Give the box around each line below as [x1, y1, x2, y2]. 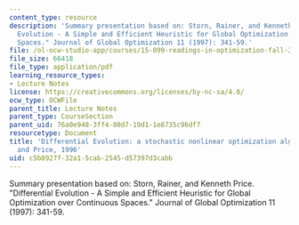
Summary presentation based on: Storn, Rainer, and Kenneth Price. [9, 178, 255, 189]
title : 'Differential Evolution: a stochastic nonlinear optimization [9, 137, 277, 146]
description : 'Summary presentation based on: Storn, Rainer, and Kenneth [9, 21, 293, 30]
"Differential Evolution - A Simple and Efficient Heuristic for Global [9, 188, 251, 198]
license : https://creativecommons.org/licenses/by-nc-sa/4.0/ [9, 87, 245, 96]
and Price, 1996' [17, 145, 82, 154]
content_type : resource [9, 12, 98, 22]
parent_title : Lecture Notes [9, 104, 117, 113]
